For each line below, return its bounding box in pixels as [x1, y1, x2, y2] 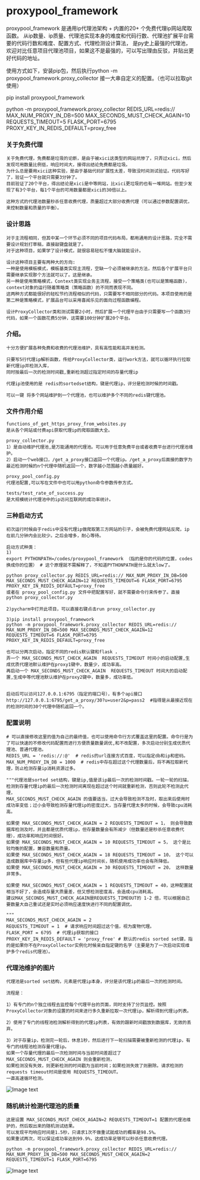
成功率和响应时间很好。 [17, 833, 67, 839]
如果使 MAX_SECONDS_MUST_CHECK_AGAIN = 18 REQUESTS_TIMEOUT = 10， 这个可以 [6, 852, 194, 858]
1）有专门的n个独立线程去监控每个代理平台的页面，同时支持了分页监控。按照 [6, 1002, 167, 1008]
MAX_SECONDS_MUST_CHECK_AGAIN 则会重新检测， [6, 1057, 115, 1063]
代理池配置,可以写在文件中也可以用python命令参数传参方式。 [6, 480, 136, 486]
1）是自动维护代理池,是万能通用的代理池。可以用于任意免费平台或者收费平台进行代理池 [6, 444, 189, 451]
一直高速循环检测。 [6, 1076, 46, 1082]
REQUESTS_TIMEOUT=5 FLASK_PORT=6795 [6, 118, 117, 125]
